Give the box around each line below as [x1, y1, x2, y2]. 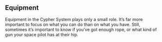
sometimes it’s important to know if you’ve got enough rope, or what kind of [5, 26, 157, 32]
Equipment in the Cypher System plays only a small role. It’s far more [5, 16, 143, 22]
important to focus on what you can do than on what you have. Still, [5, 21, 141, 27]
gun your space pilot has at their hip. [5, 31, 79, 37]
